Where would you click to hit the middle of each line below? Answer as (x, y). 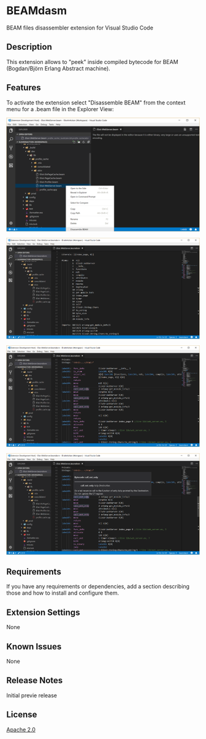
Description (29, 47)
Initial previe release (32, 695)
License (22, 715)
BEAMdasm (37, 11)
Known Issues (34, 647)
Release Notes (35, 680)
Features (24, 88)
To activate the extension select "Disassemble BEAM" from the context (96, 103)
